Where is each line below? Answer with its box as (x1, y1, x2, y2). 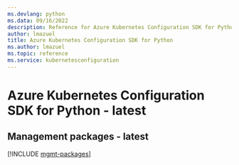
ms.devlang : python (7, 10, 65, 18)
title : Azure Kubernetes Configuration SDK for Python (7, 37, 174, 44)
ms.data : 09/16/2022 (7, 17, 69, 24)
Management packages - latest (7, 131, 149, 143)
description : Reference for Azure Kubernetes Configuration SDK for (7, 23, 215, 31)
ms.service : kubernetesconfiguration (7, 57, 119, 64)
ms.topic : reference (7, 50, 69, 58)
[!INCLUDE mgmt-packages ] (7, 149, 91, 158)
